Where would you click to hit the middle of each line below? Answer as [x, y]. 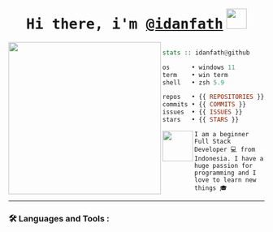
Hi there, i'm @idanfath [124, 24]
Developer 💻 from [225, 149]
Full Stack [213, 141]
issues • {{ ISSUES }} [202, 112]
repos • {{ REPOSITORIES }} [213, 97]
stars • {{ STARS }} [201, 120]
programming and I [225, 173]
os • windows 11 [199, 67]
